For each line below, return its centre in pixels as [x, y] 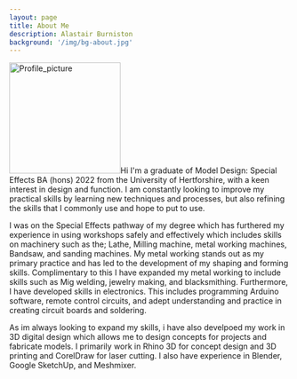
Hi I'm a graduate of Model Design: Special [199, 170]
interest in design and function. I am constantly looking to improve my [137, 189]
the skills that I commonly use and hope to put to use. [107, 209]
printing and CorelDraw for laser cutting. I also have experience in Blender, [146, 356]
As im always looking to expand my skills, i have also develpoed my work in [147, 328]
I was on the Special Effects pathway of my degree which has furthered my [147, 225]
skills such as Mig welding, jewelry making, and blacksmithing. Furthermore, [149, 282]
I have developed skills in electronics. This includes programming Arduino [144, 292]
